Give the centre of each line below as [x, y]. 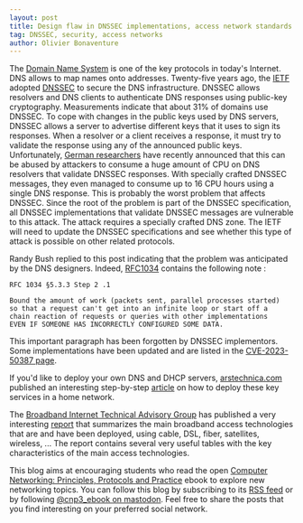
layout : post [34, 18]
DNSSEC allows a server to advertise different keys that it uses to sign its [145, 126]
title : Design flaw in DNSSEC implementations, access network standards [151, 26]
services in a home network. [62, 397]
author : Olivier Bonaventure [64, 43]
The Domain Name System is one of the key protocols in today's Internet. [145, 69]
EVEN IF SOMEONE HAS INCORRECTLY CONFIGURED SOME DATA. [116, 325]
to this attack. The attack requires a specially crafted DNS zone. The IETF [146, 222]
